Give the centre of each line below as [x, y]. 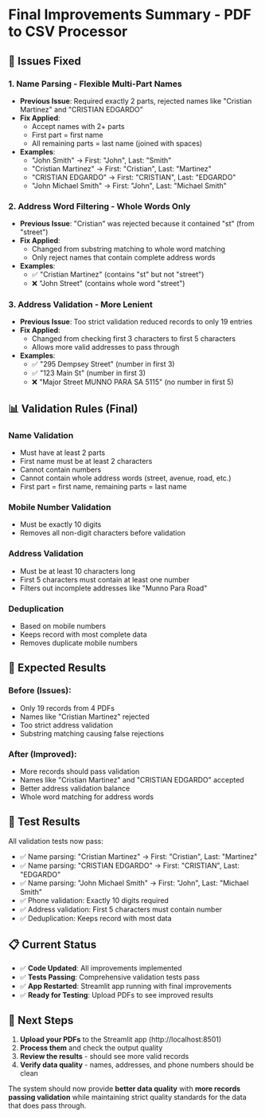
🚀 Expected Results [57, 668]
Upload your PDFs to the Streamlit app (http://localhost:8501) [121, 1040]
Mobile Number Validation [60, 508]
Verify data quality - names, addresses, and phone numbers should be [137, 1065]
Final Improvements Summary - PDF [130, 15]
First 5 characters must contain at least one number [104, 579]
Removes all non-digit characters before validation [102, 533]
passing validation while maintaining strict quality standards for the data [127, 1097]
